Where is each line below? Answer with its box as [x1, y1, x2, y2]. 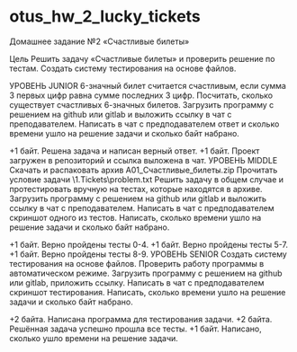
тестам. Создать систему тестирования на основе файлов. [9, 63, 237, 74]
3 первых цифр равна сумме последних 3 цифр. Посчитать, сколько [9, 90, 273, 101]
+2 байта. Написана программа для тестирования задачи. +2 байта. [9, 313, 273, 324]
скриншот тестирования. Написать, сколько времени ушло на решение [9, 286, 286, 297]
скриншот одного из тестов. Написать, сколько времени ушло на [9, 212, 262, 223]
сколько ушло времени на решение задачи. [9, 332, 178, 343]
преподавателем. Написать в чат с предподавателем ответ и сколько [9, 119, 280, 129]
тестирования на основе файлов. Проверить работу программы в [9, 258, 265, 268]
